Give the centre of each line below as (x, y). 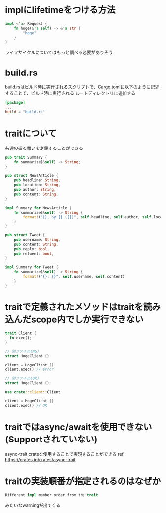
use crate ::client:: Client (33, 392)
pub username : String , (37, 240)
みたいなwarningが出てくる (33, 505)
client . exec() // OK (26, 406)
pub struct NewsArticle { (32, 176)
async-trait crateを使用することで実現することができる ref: (65, 454)
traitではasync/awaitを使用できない (79, 427)
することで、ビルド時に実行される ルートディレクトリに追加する (70, 93)
